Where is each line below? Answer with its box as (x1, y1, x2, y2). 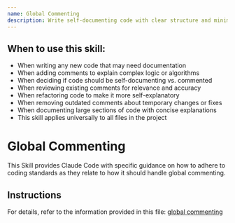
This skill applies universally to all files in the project (17, 114, 167, 122)
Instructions (7, 189, 62, 201)
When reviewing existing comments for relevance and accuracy (17, 83, 201, 92)
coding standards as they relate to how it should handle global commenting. (7, 169, 226, 177)
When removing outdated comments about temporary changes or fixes (17, 99, 222, 107)
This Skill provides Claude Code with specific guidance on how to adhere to (7, 161, 226, 170)
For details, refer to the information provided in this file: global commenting (7, 208, 223, 216)
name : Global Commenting (7, 10, 80, 18)
